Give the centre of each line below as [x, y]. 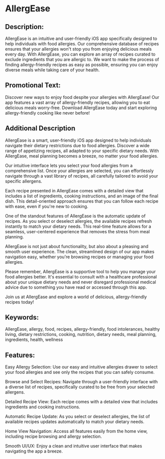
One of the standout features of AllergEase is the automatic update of [75, 216]
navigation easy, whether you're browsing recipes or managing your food [79, 257]
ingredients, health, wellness [34, 339]
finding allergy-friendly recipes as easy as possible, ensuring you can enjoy [82, 65]
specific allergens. [24, 181]
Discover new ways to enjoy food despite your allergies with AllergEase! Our [82, 97]
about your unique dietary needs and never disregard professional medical [81, 282]
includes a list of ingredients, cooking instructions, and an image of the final [82, 196]
